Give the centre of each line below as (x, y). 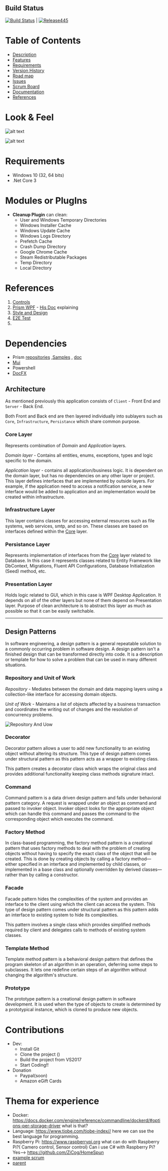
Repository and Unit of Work (40, 678)
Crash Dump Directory (43, 246)
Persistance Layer (28, 544)
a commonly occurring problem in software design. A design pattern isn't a (82, 649)
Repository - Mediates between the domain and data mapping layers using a (84, 689)
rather (11, 875)
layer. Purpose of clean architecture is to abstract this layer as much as (78, 606)
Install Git (29, 1049)
